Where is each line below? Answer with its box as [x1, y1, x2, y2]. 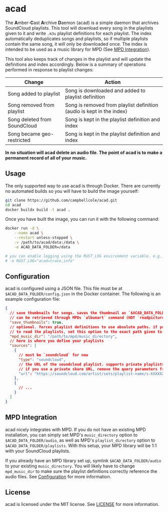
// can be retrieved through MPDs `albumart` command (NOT [9, 315, 135, 320]
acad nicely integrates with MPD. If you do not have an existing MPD [5, 426, 146, 432]
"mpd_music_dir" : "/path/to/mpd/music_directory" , [9, 334, 117, 339]
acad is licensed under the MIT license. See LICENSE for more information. [5, 501, 159, 507]
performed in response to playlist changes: [5, 66, 94, 73]
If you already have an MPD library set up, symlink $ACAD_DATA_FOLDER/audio [5, 457, 161, 463]
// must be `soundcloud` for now [18, 352, 88, 358]
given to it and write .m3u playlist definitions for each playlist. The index [5, 30, 151, 36]
